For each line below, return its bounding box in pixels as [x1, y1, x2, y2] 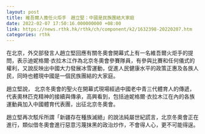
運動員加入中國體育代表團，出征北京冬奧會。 [6, 100, 119, 108]
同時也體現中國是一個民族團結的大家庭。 [16, 72, 119, 80]
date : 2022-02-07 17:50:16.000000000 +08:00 [6, 20, 121, 26]
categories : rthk [6, 32, 51, 38]
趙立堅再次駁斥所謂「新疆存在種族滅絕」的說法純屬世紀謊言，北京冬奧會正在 [6, 114, 199, 121]
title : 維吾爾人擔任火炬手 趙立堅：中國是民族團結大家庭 [6, 15, 135, 21]
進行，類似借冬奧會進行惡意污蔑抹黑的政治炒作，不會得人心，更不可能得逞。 [6, 121, 199, 128]
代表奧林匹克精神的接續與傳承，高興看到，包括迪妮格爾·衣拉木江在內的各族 [6, 93, 195, 100]
